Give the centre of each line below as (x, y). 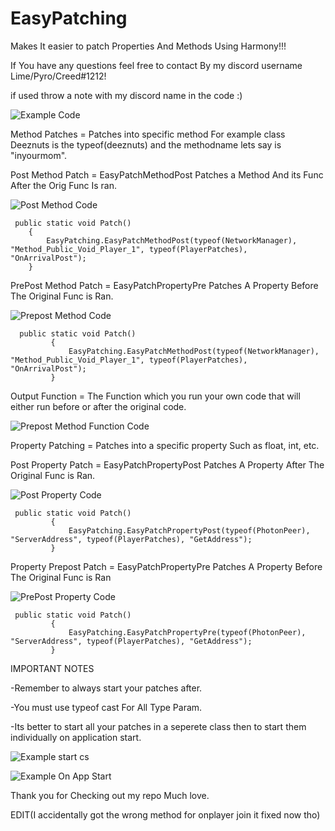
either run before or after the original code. (98, 406)
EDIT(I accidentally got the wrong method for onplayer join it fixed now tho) (165, 814)
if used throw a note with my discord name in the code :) (126, 95)
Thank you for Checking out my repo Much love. (110, 795)
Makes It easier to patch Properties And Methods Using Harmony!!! (148, 46)
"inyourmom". (39, 155)
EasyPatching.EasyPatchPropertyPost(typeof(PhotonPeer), (189, 530)
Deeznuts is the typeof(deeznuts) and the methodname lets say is (146, 144)
